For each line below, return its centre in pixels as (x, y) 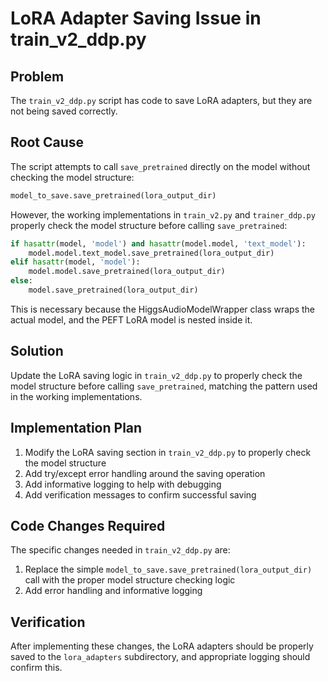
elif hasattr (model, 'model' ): (75, 262)
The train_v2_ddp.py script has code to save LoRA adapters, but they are (161, 100)
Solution (37, 351)
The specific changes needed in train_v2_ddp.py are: (120, 550)
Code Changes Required (88, 525)
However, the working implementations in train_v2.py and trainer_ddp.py (163, 214)
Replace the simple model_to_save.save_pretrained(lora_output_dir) (168, 569)
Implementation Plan (76, 428)
